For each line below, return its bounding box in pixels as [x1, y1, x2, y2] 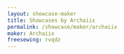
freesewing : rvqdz [7, 36, 61, 43]
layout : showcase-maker [7, 10, 77, 18]
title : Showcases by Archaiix [7, 17, 96, 24]
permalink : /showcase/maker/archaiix [7, 23, 118, 30]
